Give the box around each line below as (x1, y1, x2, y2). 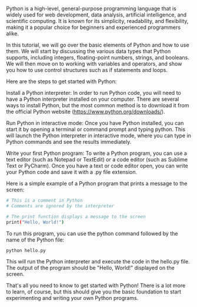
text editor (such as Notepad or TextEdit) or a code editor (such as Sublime (6, 156, 188, 163)
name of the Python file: (6, 236, 65, 243)
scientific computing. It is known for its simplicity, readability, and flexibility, (6, 18, 189, 24)
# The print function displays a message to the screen (6, 213, 146, 220)
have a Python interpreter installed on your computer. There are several (6, 95, 179, 103)
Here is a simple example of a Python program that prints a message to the (6, 180, 188, 187)
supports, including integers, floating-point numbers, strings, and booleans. (6, 54, 190, 61)
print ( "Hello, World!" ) (6, 219, 65, 225)
